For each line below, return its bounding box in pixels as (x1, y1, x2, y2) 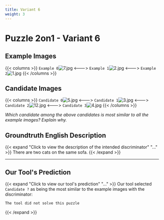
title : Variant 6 (5, 7, 41, 12)
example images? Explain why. (5, 117, 67, 123)
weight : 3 (5, 12, 25, 17)
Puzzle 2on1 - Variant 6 (5, 33, 101, 44)
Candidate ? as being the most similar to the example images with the (5, 186, 145, 192)
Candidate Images (5, 84, 62, 93)
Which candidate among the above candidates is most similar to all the (5, 112, 149, 118)
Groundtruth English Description (5, 131, 106, 140)
